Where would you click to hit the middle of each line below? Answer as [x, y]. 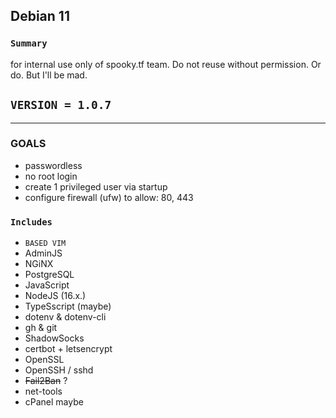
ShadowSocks [54, 338]
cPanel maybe [54, 402]
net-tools [43, 391]
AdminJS [43, 253]
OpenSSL [44, 360]
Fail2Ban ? [46, 381]
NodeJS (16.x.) [55, 296]
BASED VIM [45, 244]
